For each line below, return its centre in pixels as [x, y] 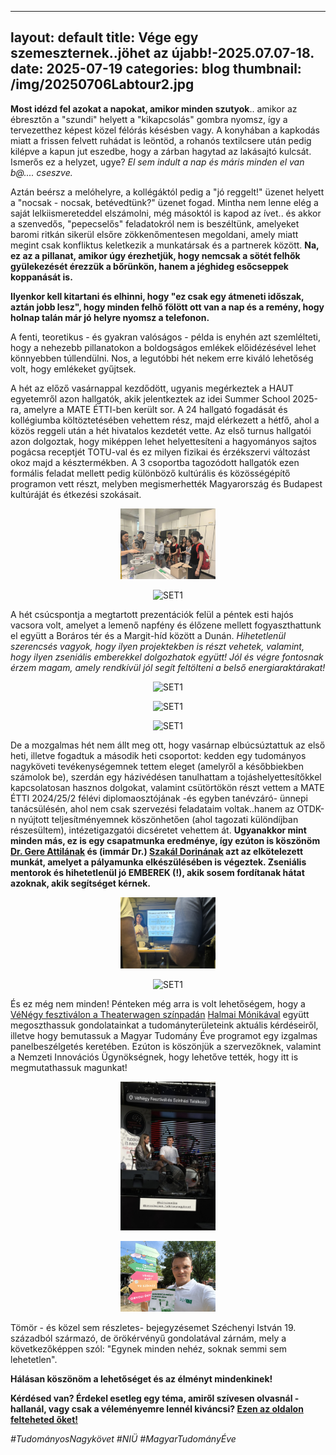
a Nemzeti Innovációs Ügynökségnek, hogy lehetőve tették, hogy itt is [154, 1057]
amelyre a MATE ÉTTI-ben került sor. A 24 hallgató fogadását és [155, 409]
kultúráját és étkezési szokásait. [76, 494]
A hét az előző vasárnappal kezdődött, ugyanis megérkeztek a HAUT [152, 388]
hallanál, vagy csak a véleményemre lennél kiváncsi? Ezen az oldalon [157, 1409]
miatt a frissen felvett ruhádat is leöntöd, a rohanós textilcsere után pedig [161, 140]
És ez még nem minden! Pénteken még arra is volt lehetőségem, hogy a [158, 1003]
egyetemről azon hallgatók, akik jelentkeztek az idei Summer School [150, 398]
